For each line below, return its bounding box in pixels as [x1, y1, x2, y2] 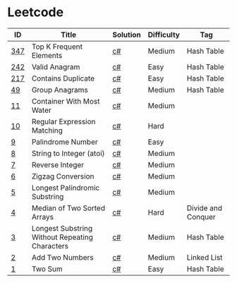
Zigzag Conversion [31, 171, 95, 181]
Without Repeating [31, 232, 94, 242]
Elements [31, 50, 63, 60]
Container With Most [31, 96, 100, 106]
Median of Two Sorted [31, 203, 106, 212]
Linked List [186, 252, 223, 262]
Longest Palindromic [31, 183, 100, 193]
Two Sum [31, 264, 63, 274]
